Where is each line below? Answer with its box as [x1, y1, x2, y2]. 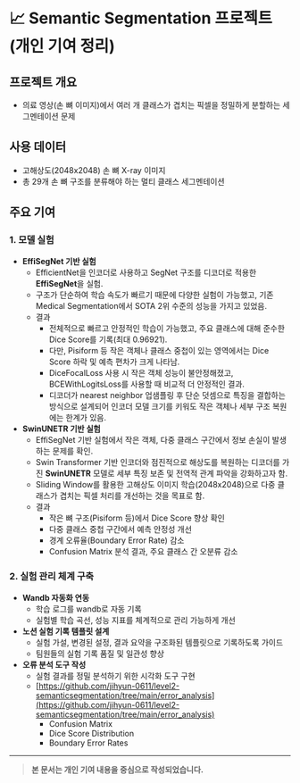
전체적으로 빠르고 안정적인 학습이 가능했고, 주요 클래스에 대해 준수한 [48, 322, 286, 333]
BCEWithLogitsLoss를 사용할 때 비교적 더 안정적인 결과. [48, 379, 246, 389]
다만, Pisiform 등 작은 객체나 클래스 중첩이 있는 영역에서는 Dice [48, 345, 270, 355]
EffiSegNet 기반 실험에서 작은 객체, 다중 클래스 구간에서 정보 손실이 [35, 434, 271, 445]
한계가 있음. [65, 412, 107, 422]
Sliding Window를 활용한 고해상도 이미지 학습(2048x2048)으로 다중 [35, 479, 276, 489]
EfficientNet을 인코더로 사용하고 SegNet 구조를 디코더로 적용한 [35, 267, 257, 278]
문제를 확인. [52, 446, 94, 456]
